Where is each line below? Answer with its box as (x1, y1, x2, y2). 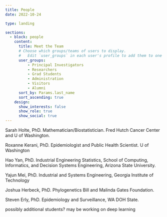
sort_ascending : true (18, 95, 64, 100)
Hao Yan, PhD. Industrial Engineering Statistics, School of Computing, (5, 157, 148, 163)
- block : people (9, 34, 43, 40)
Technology (5, 178, 30, 183)
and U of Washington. (5, 133, 50, 138)
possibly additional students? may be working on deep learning (5, 207, 136, 212)
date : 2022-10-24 (5, 12, 41, 17)
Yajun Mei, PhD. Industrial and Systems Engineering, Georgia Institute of (5, 172, 154, 178)
